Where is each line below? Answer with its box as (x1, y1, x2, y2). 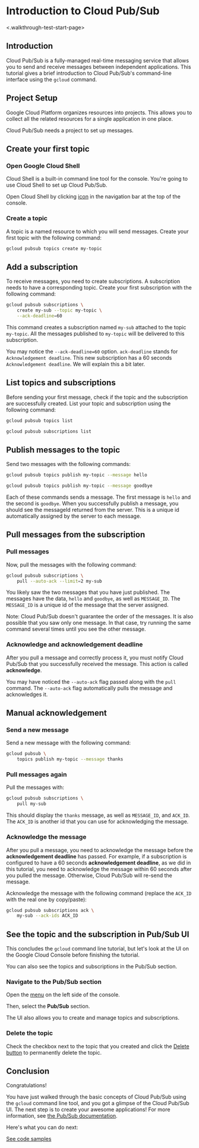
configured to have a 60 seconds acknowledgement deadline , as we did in (6, 859, 191, 866)
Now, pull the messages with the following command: (6, 561, 137, 568)
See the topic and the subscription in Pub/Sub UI (6, 929, 189, 939)
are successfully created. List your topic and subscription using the (6, 400, 171, 407)
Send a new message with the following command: (6, 739, 131, 747)
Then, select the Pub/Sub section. (6, 1003, 90, 1010)
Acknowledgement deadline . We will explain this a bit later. (6, 360, 146, 367)
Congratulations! (6, 1082, 47, 1089)
